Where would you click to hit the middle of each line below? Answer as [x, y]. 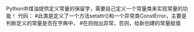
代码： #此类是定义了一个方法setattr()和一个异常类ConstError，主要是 [102, 16]
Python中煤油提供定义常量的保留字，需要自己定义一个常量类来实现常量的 [95, 8]
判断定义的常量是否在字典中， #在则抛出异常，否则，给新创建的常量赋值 [93, 23]
